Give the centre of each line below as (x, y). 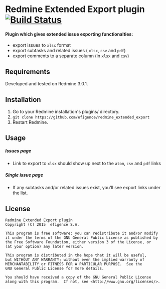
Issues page (18, 151)
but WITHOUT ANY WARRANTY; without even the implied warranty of (75, 260)
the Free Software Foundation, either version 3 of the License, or (78, 242)
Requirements (28, 71)
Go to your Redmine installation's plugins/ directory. (66, 112)
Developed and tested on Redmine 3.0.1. (47, 84)
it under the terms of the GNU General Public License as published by (81, 238)
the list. (20, 193)
